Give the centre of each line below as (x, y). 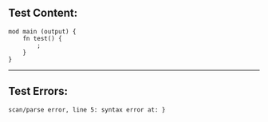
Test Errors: (38, 91)
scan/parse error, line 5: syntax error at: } (87, 110)
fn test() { (42, 38)
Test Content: (43, 13)
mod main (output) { (43, 31)
